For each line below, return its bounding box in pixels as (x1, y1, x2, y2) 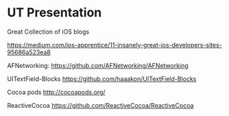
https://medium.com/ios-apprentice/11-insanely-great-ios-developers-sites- (7, 40, 223, 49)
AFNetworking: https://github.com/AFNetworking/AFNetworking (7, 61, 189, 69)
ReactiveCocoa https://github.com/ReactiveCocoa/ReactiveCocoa (7, 101, 194, 109)
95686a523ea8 (7, 48, 51, 56)
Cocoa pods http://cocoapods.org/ (7, 88, 106, 96)
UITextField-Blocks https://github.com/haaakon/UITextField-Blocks (7, 74, 197, 83)
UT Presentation (7, 5, 102, 21)
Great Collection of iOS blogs (7, 27, 90, 36)
